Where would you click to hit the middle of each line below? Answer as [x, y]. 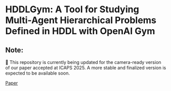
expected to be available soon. [38, 73]
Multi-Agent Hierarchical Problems [81, 20]
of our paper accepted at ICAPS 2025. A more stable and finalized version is [86, 68]
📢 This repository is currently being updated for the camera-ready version [83, 62]
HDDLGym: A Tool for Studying [72, 9]
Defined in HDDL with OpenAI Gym [80, 31]
